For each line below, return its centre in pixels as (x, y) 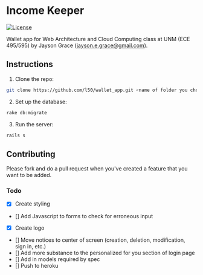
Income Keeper (45, 11)
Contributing (31, 154)
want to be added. (29, 175)
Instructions (30, 64)
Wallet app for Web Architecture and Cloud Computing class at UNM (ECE (98, 39)
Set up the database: (41, 102)
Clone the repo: (34, 79)
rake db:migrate (27, 112)
